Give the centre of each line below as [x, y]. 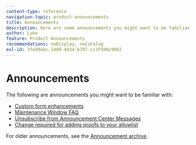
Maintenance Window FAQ [47, 112]
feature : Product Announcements [45, 39]
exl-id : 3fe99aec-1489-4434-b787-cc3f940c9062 [64, 50]
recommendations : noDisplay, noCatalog [55, 44]
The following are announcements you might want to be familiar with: [89, 95]
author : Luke [22, 33]
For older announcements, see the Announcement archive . [77, 136]
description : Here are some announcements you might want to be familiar [98, 28]
